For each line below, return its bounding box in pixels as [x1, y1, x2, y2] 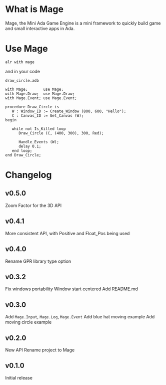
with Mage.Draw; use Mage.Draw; [5, 91, 75, 96]
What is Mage [5, 4, 64, 15]
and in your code [5, 68, 40, 74]
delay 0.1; [18, 144, 41, 149]
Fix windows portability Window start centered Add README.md [5, 286, 138, 292]
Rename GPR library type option [5, 258, 71, 264]
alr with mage [5, 59, 35, 65]
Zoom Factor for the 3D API [5, 202, 62, 209]
